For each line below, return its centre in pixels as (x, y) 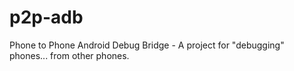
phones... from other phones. (69, 55)
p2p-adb (46, 17)
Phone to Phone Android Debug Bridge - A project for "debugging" (147, 45)
